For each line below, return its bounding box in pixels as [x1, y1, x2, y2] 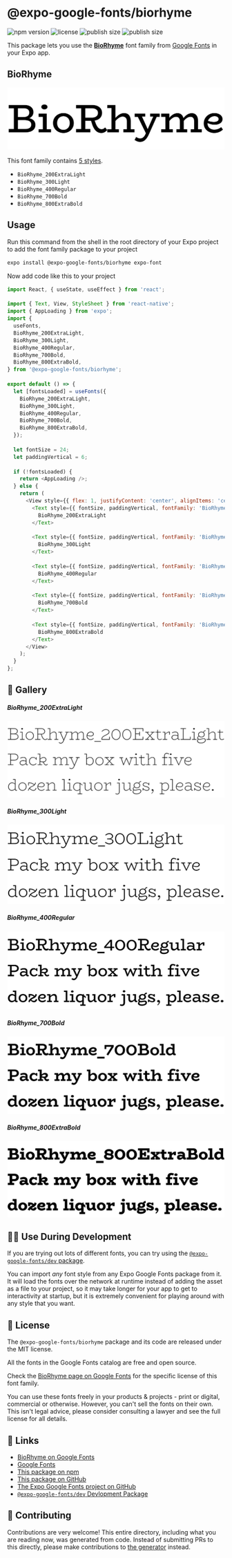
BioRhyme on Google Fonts [17, 1453, 95, 1461]
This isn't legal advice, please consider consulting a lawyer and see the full [7, 1407, 221, 1416]
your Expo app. [7, 48, 50, 57]
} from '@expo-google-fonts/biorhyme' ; [7, 366, 122, 373]
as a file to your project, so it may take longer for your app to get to [7, 1284, 198, 1293]
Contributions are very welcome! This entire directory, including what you [7, 1528, 216, 1536]
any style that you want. [7, 1299, 76, 1308]
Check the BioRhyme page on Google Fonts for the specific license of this [7, 1372, 217, 1380]
